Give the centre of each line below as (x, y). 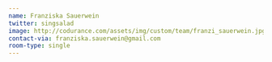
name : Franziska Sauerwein (54, 16)
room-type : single (39, 46)
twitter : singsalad (41, 23)
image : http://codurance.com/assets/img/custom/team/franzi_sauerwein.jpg (137, 31)
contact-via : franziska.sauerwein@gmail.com (85, 38)
